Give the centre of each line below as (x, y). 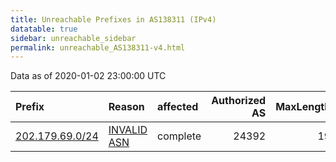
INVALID (128, 130)
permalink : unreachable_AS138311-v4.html (98, 47)
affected (178, 107)
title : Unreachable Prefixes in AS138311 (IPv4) (113, 19)
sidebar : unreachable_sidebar (73, 38)
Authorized (239, 101)
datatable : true (44, 29)
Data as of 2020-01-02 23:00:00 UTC (88, 76)
